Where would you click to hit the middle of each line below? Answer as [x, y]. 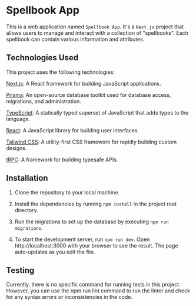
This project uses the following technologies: [60, 72]
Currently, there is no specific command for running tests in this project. [93, 285]
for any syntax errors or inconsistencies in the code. [69, 297]
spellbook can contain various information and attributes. [75, 39]
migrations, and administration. [44, 101]
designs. [16, 148]
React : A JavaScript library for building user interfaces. [73, 130]
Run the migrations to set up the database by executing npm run [92, 222]
